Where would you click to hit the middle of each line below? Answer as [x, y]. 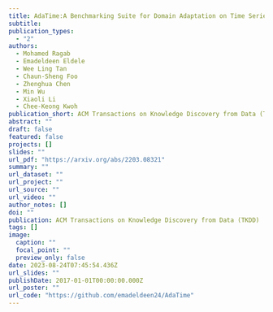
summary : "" [28, 167]
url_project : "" [36, 182]
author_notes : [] [38, 205]
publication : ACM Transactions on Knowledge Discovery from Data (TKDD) [134, 220]
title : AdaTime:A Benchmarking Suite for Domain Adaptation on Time [127, 16]
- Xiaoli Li [36, 99]
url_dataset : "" [36, 175]
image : [19, 235]
